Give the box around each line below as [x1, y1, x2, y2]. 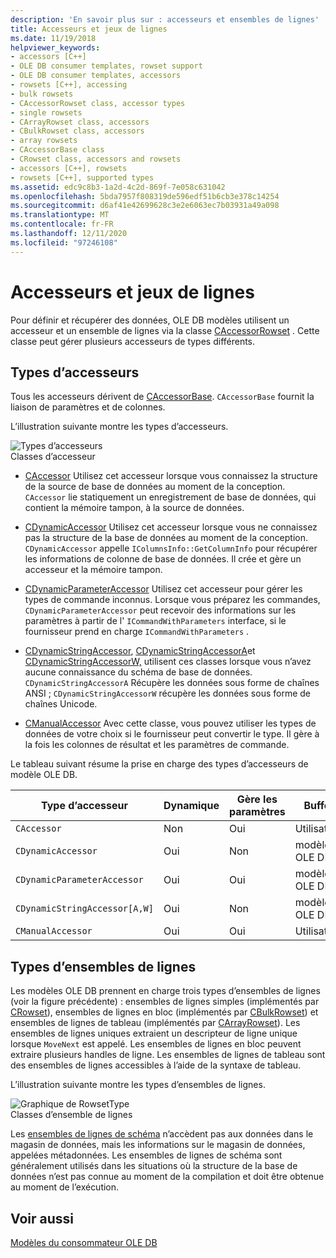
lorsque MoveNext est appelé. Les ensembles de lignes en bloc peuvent [10, 1038, 302, 1050]
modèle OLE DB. [10, 769, 78, 781]
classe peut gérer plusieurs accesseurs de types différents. [10, 335, 256, 347]
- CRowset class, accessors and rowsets [10, 154, 182, 164]
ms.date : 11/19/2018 [10, 33, 97, 43]
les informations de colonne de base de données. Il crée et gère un [24, 553, 302, 565]
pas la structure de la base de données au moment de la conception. [24, 532, 309, 544]
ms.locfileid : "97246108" [10, 237, 118, 248]
